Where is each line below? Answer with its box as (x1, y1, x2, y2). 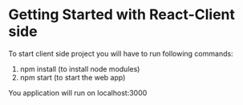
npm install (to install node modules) (19, 64, 140, 73)
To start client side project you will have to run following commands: (8, 49, 234, 58)
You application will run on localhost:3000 (8, 87, 148, 97)
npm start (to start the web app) (19, 72, 126, 82)
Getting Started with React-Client (8, 6, 235, 24)
